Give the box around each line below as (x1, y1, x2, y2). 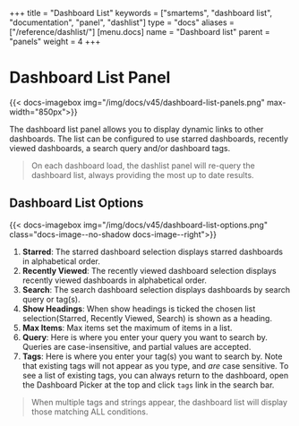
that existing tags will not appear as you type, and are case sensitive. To (21, 360, 289, 371)
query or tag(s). (21, 294, 81, 304)
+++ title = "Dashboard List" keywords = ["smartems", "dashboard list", (9, 8, 273, 18)
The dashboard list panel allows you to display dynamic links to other (9, 124, 264, 134)
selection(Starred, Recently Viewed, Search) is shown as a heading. (21, 312, 273, 323)
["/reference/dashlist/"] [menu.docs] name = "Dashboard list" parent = (9, 27, 270, 37)
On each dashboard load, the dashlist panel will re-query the (30, 160, 255, 171)
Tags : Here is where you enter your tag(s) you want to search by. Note (21, 351, 283, 362)
